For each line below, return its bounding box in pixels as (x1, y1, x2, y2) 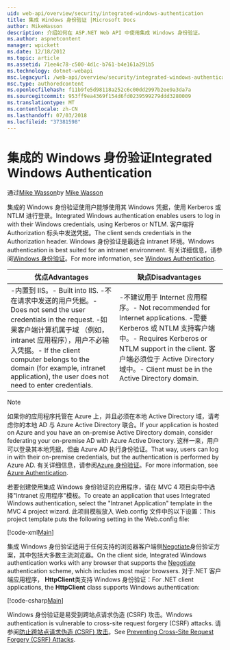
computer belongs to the (10, 354, 90, 364)
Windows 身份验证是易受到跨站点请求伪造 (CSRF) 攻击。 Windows (7, 611, 193, 619)
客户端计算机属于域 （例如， (17, 325, 109, 335)
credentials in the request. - (10, 315, 101, 324)
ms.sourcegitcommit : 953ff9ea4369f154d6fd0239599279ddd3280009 (7, 93, 192, 100)
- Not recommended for (133, 303, 211, 313)
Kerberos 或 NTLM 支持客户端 (119, 324, 216, 333)
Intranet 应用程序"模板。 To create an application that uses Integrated (16, 492, 211, 500)
